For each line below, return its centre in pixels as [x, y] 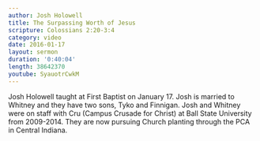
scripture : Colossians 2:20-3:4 [61, 30]
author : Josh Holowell [45, 15]
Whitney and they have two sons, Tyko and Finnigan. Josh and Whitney [124, 105]
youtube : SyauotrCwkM [44, 74]
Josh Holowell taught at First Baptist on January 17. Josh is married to [121, 96]
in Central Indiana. [38, 130]
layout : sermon [33, 52]
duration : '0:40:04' [42, 60]
